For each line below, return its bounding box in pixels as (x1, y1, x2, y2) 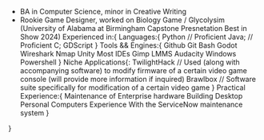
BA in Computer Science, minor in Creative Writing (19, 7, 186, 16)
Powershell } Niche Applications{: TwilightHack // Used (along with (19, 57, 240, 67)
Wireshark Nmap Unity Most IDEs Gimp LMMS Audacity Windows (19, 49, 237, 58)
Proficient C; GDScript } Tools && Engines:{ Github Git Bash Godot (19, 41, 238, 50)
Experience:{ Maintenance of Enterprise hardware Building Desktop (19, 91, 243, 100)
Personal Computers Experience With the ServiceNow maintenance (19, 99, 243, 109)
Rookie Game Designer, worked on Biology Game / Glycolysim (19, 15, 226, 25)
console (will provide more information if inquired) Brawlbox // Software (19, 75, 256, 84)
